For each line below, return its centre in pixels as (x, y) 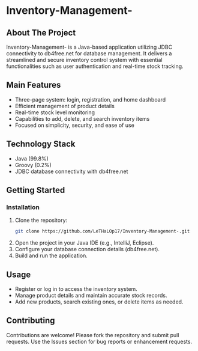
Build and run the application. (51, 255)
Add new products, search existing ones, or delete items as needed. (99, 302)
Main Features (34, 85)
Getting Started (36, 190)
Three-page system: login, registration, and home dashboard (90, 99)
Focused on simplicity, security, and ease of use (75, 125)
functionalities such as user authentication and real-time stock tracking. (95, 66)
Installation (23, 207)
